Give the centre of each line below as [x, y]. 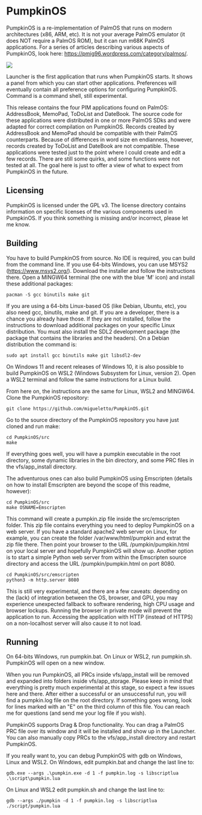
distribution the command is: [41, 344]
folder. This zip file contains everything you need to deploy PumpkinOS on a [100, 525]
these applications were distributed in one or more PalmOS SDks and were [99, 120]
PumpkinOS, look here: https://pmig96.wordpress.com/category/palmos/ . [97, 53]
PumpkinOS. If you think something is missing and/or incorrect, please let [97, 218]
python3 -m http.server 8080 [43, 580]
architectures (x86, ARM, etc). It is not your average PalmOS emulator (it [96, 34]
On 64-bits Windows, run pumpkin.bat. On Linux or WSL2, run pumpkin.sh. [99, 657]
